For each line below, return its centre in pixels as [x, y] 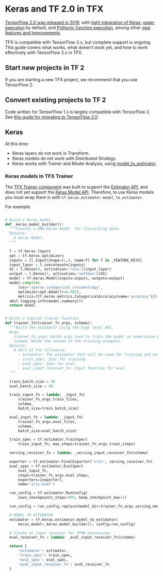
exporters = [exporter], [41, 480]
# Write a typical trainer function [42, 319]
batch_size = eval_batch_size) [47, 431]
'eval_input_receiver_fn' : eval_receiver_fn [64, 564]
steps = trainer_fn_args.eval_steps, [54, 475]
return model [23, 306]
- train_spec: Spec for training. [53, 359]
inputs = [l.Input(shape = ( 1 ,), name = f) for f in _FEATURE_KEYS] [76, 260]
